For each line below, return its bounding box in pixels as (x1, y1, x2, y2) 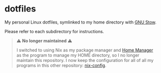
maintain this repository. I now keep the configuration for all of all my (16, 57, 154, 63)
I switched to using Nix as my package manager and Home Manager (16, 47, 153, 53)
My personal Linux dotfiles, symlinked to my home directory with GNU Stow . (4, 19, 157, 25)
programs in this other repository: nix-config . (16, 62, 107, 68)
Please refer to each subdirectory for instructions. (4, 28, 104, 34)
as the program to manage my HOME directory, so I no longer (16, 52, 140, 58)
